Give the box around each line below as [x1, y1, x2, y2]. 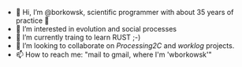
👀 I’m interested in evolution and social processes [15, 24, 177, 33]
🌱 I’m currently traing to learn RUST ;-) [15, 32, 141, 42]
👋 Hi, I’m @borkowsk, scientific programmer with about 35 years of [15, 8, 234, 17]
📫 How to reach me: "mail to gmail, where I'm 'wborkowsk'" [15, 50, 213, 59]
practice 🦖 [15, 16, 50, 25]
